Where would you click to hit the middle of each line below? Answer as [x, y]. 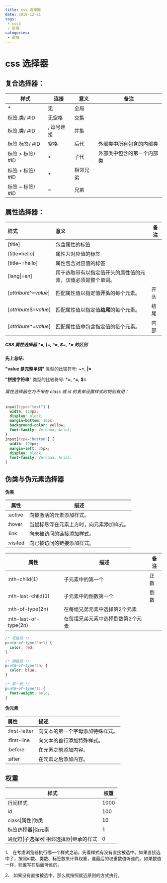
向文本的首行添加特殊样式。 [71, 740]
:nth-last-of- [24, 619]
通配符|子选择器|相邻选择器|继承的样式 [52, 839]
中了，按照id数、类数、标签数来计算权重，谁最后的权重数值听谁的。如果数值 [83, 859]
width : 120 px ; [24, 444]
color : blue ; [23, 670]
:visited [16, 543]
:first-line [19, 740]
